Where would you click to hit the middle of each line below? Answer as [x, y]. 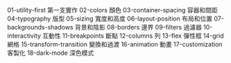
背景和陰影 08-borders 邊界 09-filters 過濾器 [138, 27]
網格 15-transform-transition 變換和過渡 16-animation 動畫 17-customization [115, 44]
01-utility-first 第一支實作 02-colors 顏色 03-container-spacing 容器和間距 [113, 10]
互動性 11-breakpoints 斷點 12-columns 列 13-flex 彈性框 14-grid [133, 36]
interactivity [24, 36]
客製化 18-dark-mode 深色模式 [51, 53]
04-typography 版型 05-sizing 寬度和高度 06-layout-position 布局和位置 [110, 18]
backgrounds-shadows [40, 27]
